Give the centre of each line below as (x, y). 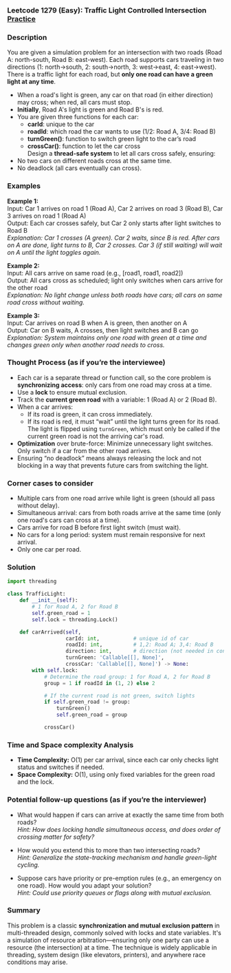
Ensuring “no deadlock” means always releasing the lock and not (109, 458)
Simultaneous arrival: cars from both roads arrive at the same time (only (119, 513)
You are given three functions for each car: (78, 117)
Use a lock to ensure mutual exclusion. (72, 392)
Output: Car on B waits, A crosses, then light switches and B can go (103, 330)
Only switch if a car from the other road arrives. (85, 450)
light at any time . (32, 82)
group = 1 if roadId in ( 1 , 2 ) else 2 (99, 683)
